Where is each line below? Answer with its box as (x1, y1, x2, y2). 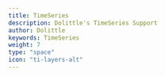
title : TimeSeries (8, 11, 69, 20)
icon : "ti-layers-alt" (8, 56, 83, 64)
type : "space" (8, 48, 56, 56)
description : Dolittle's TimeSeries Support (8, 19, 158, 27)
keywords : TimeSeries (8, 33, 80, 42)
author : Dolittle (8, 26, 66, 34)
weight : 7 (8, 41, 41, 49)
